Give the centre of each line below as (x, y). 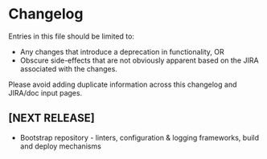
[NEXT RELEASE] (51, 118)
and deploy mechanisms (61, 146)
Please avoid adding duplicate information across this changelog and (123, 84)
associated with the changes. (69, 68)
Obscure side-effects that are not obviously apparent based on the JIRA (139, 60)
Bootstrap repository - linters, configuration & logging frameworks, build (140, 137)
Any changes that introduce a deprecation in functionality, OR (122, 51)
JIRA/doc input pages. (45, 92)
